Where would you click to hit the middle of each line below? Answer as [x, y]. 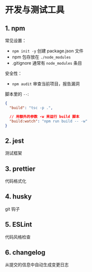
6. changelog [25, 253]
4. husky [18, 197]
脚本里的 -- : [17, 94]
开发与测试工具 [35, 10]
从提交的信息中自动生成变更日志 [37, 265]
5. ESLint [19, 225]
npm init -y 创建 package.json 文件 [48, 51]
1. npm [15, 28]
